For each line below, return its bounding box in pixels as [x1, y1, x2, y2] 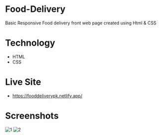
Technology [5, 37, 55, 49]
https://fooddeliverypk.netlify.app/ [12, 93, 83, 99]
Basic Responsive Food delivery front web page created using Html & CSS [5, 20, 157, 26]
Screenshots [5, 110, 59, 121]
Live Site [5, 76, 41, 88]
